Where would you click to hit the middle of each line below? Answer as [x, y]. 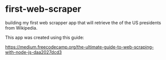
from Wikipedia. [21, 28]
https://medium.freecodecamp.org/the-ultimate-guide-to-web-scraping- [80, 47]
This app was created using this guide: [45, 37]
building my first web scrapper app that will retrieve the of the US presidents [83, 23]
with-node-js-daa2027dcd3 [33, 52]
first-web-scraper [43, 9]
